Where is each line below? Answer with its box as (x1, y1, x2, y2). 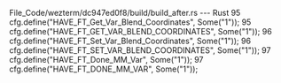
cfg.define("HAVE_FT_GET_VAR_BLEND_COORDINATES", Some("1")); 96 (9, 26, 272, 36)
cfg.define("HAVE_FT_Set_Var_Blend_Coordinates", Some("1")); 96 (9, 35, 251, 46)
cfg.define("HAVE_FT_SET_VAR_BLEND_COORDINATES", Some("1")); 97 (9, 45, 271, 56)
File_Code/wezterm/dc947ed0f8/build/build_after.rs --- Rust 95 (9, 8, 241, 18)
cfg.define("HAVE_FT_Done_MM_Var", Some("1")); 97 (9, 55, 204, 64)
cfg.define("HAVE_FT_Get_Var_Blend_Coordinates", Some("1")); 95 (9, 17, 252, 27)
